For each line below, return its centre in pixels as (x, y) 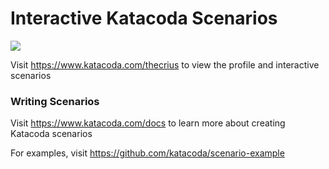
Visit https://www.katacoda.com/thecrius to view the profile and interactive (165, 64)
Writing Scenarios (55, 101)
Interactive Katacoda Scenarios (144, 18)
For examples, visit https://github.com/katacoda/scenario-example (147, 153)
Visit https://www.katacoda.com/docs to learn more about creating (148, 123)
